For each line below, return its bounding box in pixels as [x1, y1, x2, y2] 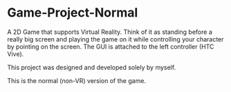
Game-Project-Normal [7, 5, 138, 21]
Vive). [7, 50, 24, 58]
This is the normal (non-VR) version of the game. [7, 76, 147, 84]
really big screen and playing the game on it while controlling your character [7, 35, 224, 43]
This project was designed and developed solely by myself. [7, 63, 176, 71]
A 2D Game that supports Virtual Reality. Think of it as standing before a [7, 28, 212, 36]
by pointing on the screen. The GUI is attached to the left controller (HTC [7, 42, 214, 50]
